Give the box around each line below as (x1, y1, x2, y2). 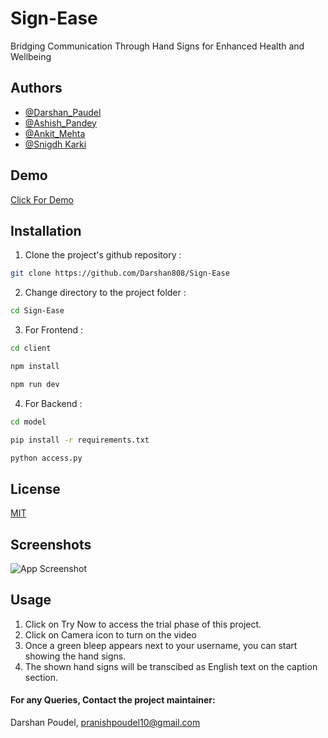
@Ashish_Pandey (24, 117, 97, 129)
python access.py (10, 453, 83, 463)
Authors (10, 80, 63, 97)
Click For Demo (10, 193, 74, 206)
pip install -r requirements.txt (10, 435, 150, 445)
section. (24, 671, 59, 683)
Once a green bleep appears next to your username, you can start (24, 639, 298, 651)
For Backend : (24, 397, 83, 409)
